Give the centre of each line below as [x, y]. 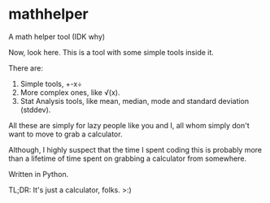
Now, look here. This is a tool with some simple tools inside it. [111, 52]
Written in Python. [39, 174]
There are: [26, 68]
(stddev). [35, 110]
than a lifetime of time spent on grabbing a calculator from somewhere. [127, 158]
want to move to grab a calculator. [65, 134]
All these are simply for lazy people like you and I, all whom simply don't [129, 125]
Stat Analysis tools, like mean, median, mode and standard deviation [135, 101]
